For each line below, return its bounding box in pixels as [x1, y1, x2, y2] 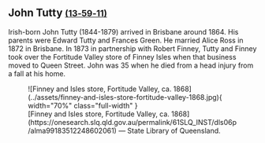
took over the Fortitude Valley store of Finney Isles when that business [8, 52, 237, 61]
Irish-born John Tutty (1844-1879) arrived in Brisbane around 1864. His [8, 27, 239, 36]
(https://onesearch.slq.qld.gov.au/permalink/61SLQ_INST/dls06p [28, 117, 237, 126]
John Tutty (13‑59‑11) [8, 6, 108, 20]
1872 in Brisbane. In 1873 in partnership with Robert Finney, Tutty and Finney [8, 43, 257, 53]
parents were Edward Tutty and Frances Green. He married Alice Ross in [8, 35, 244, 45]
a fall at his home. [8, 68, 65, 78]
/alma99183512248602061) [28, 126, 117, 135]
